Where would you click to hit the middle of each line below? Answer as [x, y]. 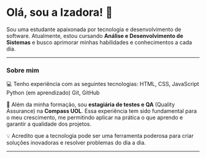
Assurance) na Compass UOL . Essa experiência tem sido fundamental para [102, 111]
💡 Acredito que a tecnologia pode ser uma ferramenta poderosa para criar [100, 136]
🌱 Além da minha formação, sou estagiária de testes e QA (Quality [91, 105]
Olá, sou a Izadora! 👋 [60, 13]
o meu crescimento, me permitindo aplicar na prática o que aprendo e [95, 118]
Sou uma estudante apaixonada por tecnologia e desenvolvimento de [94, 29]
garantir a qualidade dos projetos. [49, 124]
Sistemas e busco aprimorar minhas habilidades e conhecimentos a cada [99, 42]
